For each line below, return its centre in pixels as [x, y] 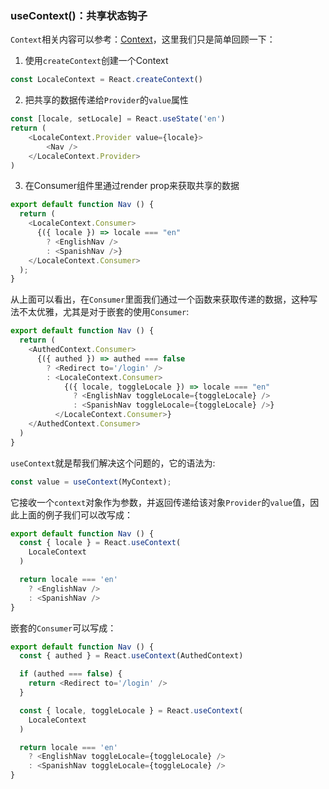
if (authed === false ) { [71, 674]
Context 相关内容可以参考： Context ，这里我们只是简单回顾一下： [143, 39]
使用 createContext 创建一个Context [96, 61]
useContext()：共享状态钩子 [79, 15]
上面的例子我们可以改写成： [75, 514]
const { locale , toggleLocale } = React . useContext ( [131, 710]
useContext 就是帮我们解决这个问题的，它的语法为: [113, 463]
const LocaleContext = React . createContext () [106, 80]
